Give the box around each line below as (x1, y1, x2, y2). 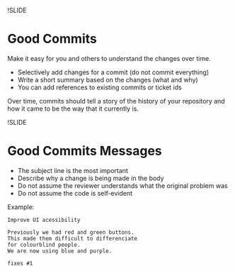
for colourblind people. (7, 241, 81, 248)
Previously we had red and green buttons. (7, 228, 134, 236)
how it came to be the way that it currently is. (7, 104, 139, 113)
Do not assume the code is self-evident (17, 189, 133, 197)
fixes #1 (7, 260, 33, 267)
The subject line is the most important (17, 166, 129, 174)
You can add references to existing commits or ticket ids (17, 83, 182, 91)
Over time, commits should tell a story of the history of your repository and (7, 96, 225, 105)
